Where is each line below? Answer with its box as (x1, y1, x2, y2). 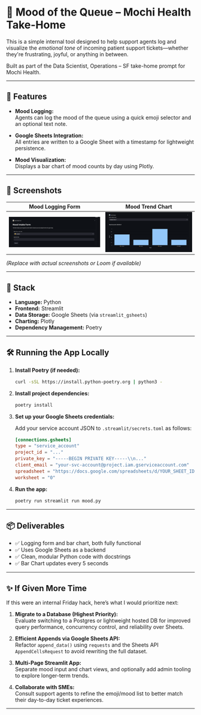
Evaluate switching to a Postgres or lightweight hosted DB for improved (14, 617, 191, 625)
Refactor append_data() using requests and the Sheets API (14, 641, 159, 649)
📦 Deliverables (6, 520, 65, 531)
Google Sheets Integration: (14, 132, 84, 139)
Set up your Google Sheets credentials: (14, 413, 115, 420)
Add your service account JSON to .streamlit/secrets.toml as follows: (14, 425, 192, 432)
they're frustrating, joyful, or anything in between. (6, 50, 129, 57)
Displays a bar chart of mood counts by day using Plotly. (14, 162, 154, 169)
